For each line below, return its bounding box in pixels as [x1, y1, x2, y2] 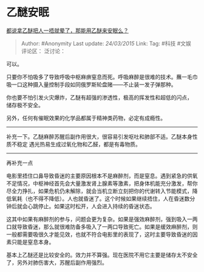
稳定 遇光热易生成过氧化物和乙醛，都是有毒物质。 [16, 141, 141, 148]
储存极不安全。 [6, 101, 44, 108]
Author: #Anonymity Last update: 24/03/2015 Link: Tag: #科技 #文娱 [21, 40, 191, 47]
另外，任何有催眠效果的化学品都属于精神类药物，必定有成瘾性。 [6, 114, 166, 122]
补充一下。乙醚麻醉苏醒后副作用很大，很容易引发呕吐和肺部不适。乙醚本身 [6, 133, 192, 140]
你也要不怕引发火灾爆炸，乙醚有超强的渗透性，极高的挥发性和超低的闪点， [6, 94, 192, 101]
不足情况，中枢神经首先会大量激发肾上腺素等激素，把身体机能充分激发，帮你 [6, 180, 198, 187]
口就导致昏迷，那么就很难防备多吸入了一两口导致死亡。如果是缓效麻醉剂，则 [6, 223, 198, 230]
